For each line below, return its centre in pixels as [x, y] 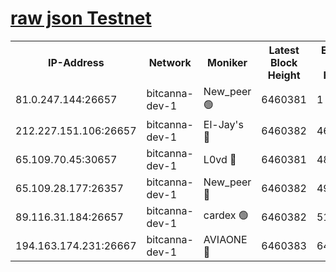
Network [170, 62]
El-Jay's [223, 124]
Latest [284, 50]
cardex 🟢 [226, 215]
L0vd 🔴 [220, 159]
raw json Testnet [81, 18]
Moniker [227, 62]
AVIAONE [225, 239]
